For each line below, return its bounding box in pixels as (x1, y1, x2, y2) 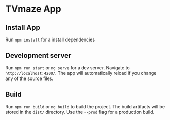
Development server (5, 51, 72, 60)
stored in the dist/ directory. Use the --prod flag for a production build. (5, 109, 155, 115)
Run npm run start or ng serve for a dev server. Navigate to (5, 64, 130, 71)
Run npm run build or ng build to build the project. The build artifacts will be (5, 103, 165, 109)
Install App (5, 23, 41, 32)
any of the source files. (5, 75, 53, 82)
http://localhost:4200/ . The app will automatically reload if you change (5, 70, 157, 76)
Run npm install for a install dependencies (5, 36, 95, 43)
